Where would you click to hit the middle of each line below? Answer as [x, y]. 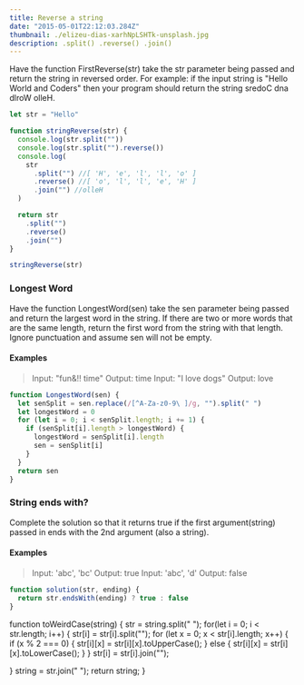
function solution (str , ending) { [75, 590]
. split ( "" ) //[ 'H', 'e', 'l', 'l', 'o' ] [115, 174]
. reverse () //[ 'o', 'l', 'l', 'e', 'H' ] [115, 182]
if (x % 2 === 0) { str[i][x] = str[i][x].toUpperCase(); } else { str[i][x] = [139, 643]
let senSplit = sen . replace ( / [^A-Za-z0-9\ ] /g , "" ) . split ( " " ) [140, 403]
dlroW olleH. [33, 98]
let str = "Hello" [44, 114]
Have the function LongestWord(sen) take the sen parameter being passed [149, 308]
